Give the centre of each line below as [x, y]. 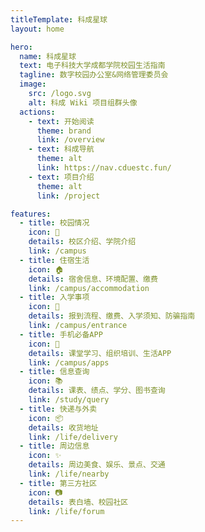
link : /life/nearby [69, 474]
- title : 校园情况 [54, 223]
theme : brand [64, 131]
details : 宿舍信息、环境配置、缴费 [93, 279]
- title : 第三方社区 [58, 483]
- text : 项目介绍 [61, 177]
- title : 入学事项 [54, 297]
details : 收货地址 [63, 427]
